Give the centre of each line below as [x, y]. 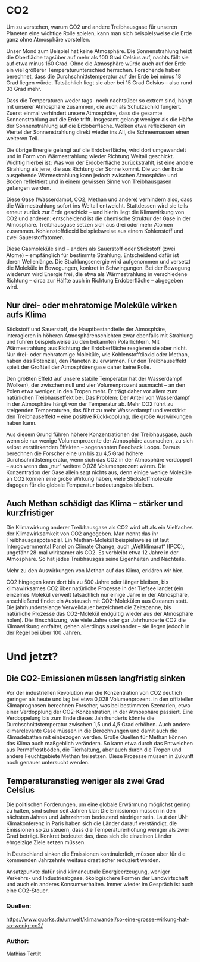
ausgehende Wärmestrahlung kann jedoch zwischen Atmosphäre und [92, 175]
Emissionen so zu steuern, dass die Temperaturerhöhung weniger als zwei [98, 830]
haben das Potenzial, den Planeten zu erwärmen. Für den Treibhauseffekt [96, 361]
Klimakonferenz [25, 823]
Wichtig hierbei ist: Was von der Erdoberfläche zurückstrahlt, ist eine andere [100, 162]
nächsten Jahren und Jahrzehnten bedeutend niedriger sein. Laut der [91, 817]
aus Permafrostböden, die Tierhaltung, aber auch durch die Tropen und [94, 750]
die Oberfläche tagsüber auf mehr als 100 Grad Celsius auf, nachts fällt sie [97, 57]
